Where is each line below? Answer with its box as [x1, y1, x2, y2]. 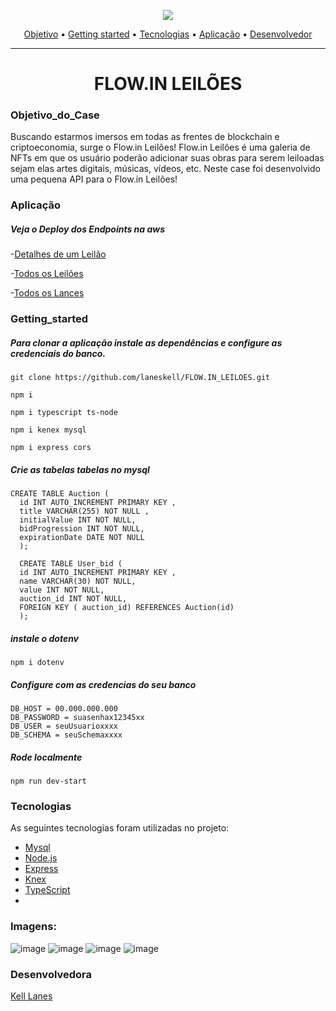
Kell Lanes [10, 990, 53, 1002]
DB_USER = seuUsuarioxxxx [10, 721, 118, 732]
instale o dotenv [10, 632, 80, 644]
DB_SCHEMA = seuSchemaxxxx [10, 730, 123, 740]
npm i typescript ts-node [10, 408, 118, 418]
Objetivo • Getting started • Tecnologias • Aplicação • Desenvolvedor [23, 28, 313, 40]
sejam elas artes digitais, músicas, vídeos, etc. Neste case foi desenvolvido [10, 163, 321, 175]
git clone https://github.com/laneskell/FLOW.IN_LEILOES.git [10, 373, 271, 383]
